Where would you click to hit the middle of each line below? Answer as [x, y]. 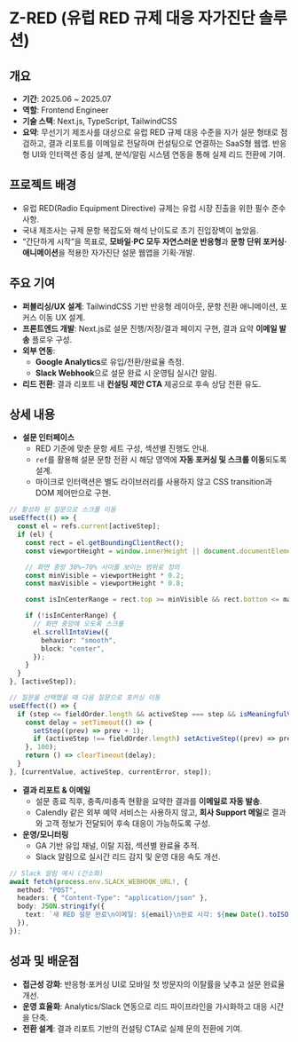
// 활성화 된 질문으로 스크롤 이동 [63, 510]
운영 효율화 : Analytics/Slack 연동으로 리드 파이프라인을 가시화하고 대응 [145, 1006]
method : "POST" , [47, 890]
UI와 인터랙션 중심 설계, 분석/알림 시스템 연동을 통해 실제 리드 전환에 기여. [158, 154]
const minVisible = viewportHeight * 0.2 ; [105, 575]
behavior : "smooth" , [79, 640]
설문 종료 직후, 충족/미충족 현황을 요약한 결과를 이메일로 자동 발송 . [149, 801]
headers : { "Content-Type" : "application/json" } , [113, 898]
